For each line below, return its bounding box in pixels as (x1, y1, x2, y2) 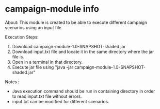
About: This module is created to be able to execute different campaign (5, 19, 147, 25)
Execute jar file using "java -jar (12, 64, 74, 70)
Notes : (5, 79, 19, 85)
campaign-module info (5, 3, 99, 15)
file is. (12, 54, 24, 59)
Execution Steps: (5, 34, 39, 40)
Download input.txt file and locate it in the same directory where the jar (12, 49, 154, 54)
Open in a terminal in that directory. (12, 59, 83, 65)
